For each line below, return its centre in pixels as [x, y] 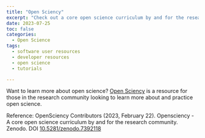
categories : [21, 35]
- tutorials [27, 68]
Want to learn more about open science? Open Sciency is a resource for [97, 91]
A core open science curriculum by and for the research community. [92, 122]
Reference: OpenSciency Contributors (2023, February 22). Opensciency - [100, 116]
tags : [13, 46]
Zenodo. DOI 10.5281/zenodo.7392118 [54, 129]
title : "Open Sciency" [35, 12]
